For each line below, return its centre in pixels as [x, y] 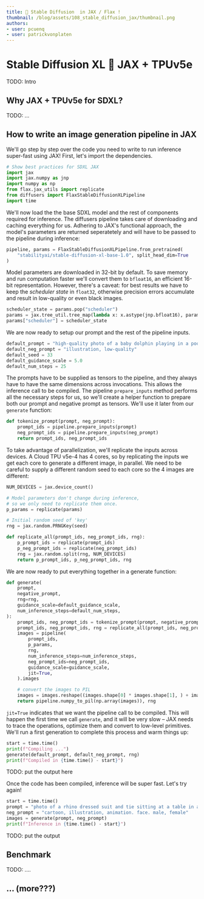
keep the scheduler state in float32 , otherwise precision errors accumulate [100, 292]
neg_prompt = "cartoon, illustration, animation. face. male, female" [97, 813]
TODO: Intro [21, 82]
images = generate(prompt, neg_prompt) [57, 819]
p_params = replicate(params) [45, 509]
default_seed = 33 [29, 355]
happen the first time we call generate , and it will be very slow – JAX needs [100, 719]
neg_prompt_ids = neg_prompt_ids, [69, 661]
